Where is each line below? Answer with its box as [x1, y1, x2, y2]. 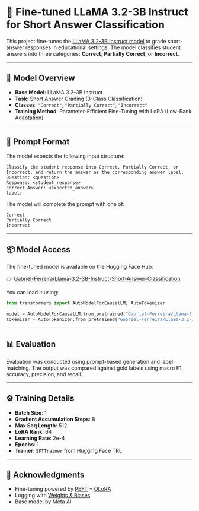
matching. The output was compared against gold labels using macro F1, [6, 364, 184, 372]
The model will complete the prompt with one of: [6, 200, 125, 207]
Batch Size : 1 [14, 409, 47, 416]
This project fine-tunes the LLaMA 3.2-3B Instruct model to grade [6, 37, 167, 45]
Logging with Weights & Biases [14, 492, 91, 499]
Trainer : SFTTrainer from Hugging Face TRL [14, 447, 123, 454]
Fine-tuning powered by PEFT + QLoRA [14, 485, 111, 493]
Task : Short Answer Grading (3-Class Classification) [14, 95, 143, 102]
